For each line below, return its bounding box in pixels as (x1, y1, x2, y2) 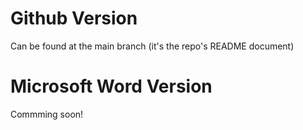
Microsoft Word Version (10, 75, 213, 98)
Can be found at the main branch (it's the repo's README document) (10, 40, 295, 52)
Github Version (10, 7, 138, 30)
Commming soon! (10, 108, 84, 120)
